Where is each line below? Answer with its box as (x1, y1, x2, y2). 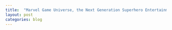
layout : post (5, 12, 33, 17)
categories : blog (5, 17, 42, 22)
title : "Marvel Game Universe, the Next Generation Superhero (5, 7, 143, 13)
